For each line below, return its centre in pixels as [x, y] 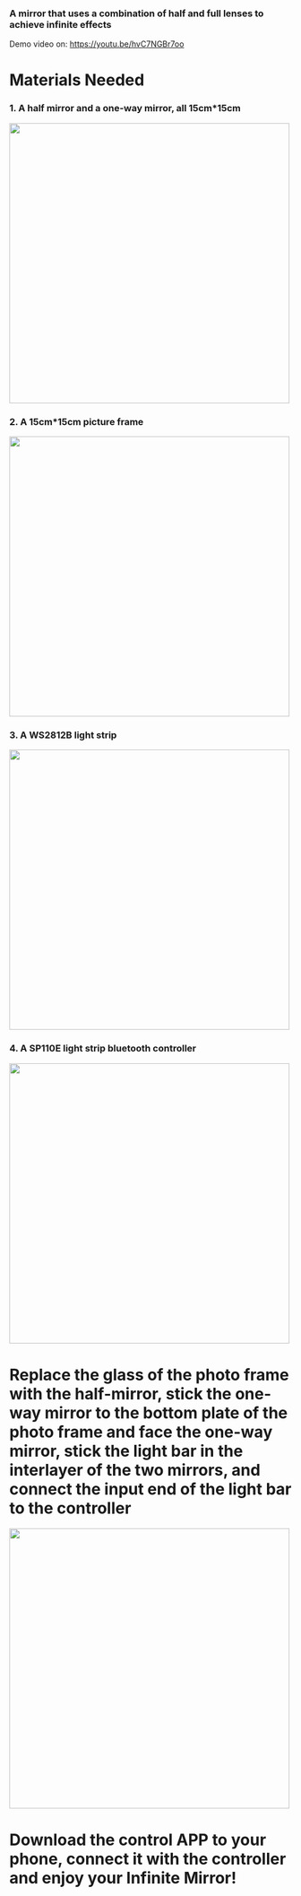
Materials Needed [77, 80]
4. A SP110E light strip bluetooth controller [103, 1049]
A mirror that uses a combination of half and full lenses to [137, 13]
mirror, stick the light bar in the [126, 1451]
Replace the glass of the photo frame [149, 1375]
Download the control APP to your [138, 1840]
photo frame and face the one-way [141, 1432]
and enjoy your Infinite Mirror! [123, 1878]
